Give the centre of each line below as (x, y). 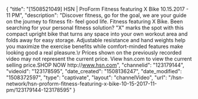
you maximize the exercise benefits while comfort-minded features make (95, 46)
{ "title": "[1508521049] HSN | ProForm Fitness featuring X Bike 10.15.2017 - (98, 9)
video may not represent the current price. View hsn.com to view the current (99, 59)
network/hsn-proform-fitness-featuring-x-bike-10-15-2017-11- (82, 84)
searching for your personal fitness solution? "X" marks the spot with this (95, 28)
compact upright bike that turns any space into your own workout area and (97, 34)
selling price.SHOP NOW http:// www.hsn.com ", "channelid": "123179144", (95, 65)
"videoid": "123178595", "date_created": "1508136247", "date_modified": (94, 71)
